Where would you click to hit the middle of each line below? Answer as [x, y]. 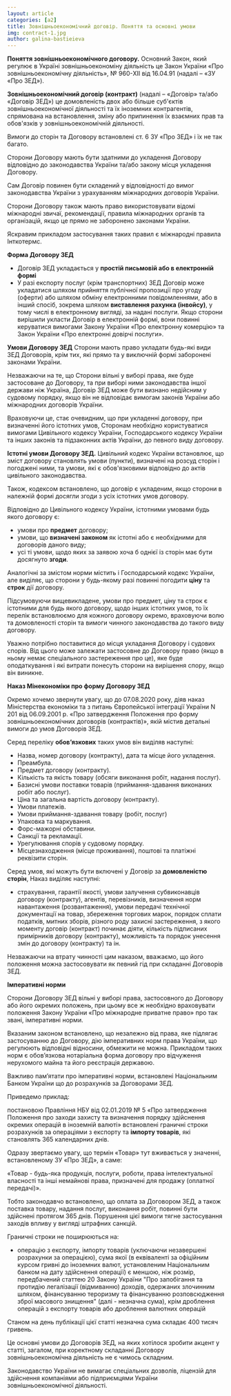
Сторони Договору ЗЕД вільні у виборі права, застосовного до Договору [115, 998]
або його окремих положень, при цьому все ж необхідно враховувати [111, 1005]
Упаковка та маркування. [54, 822]
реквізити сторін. [42, 858]
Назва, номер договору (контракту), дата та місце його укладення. [116, 756]
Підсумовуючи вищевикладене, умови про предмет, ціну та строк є [108, 601]
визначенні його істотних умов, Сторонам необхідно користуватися [108, 425]
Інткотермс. [25, 241]
